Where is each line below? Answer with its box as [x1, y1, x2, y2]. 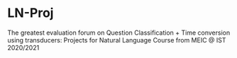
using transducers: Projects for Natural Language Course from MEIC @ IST [7, 35, 226, 44]
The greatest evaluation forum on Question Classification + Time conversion [7, 28, 231, 37]
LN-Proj [7, 5, 54, 21]
